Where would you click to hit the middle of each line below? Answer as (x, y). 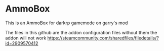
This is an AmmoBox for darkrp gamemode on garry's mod (67, 23)
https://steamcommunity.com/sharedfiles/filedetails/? (103, 38)
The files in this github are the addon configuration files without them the (81, 32)
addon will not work (26, 38)
